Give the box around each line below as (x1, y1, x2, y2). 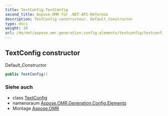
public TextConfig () (5, 72, 48, 77)
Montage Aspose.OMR (12, 105, 59, 111)
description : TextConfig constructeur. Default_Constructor (5, 16, 133, 21)
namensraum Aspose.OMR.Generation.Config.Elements (12, 100, 126, 106)
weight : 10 (5, 26, 28, 31)
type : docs (5, 21, 28, 26)
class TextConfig (12, 95, 47, 101)
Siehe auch (5, 83, 33, 90)
